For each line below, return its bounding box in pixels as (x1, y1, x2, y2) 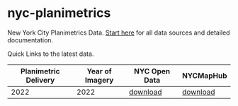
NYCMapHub (181, 71, 227, 81)
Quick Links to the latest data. (7, 49, 94, 58)
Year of (86, 66, 112, 76)
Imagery (84, 75, 114, 85)
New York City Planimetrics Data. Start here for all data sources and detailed (7, 28, 230, 37)
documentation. (7, 35, 54, 44)
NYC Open (134, 66, 171, 76)
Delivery (25, 75, 55, 85)
